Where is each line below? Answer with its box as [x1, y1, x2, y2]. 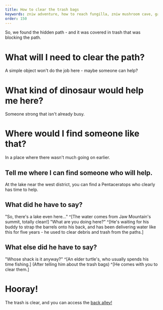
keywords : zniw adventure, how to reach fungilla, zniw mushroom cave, [5, 12, 153, 17]
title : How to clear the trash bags [5, 7, 79, 12]
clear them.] [5, 266, 30, 272]
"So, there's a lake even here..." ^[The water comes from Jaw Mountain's [5, 213, 151, 219]
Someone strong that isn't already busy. [5, 111, 85, 117]
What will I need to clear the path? [5, 52, 145, 63]
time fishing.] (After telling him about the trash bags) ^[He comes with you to [5, 261, 158, 267]
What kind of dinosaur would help [5, 85, 144, 96]
